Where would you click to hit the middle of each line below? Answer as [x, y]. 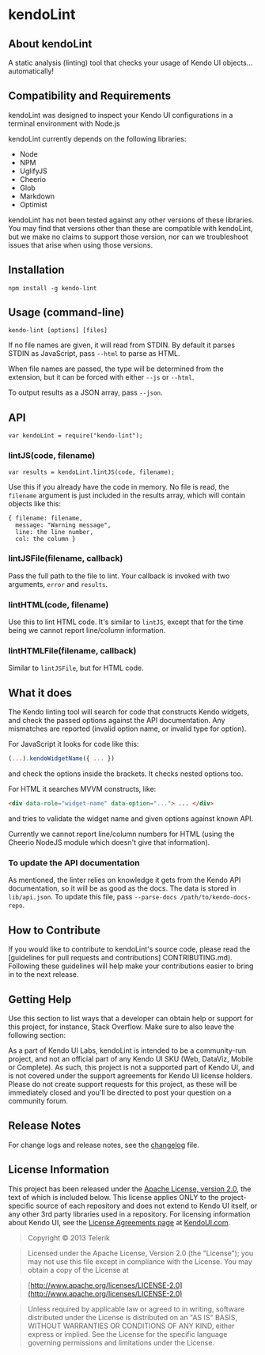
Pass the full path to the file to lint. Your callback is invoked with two [119, 576]
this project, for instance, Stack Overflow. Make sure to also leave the [121, 1027]
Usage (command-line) [66, 313]
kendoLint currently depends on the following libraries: [97, 138]
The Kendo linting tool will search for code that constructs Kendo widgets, [129, 712]
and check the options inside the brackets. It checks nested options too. [126, 774]
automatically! [31, 71]
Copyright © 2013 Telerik [69, 1238]
